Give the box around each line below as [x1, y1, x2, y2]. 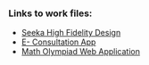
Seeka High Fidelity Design [21, 28, 121, 38]
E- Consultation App [21, 37, 96, 47]
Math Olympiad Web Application [21, 46, 140, 57]
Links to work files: [8, 7, 93, 20]
